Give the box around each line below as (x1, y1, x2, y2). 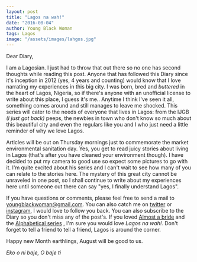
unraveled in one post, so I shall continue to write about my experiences (6, 176, 182, 184)
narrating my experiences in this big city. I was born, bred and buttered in (6, 83, 185, 90)
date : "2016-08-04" (6, 20, 54, 26)
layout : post (6, 8, 38, 15)
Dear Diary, (6, 53, 34, 59)
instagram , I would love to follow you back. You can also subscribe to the (6, 207, 184, 214)
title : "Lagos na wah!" (6, 14, 65, 20)
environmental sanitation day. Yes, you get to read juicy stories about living (6, 145, 189, 152)
